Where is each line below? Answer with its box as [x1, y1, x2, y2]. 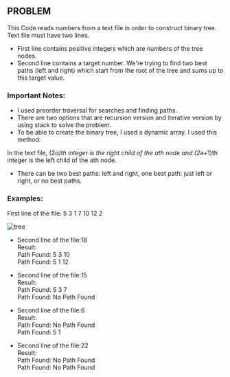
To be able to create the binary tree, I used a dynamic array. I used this [16, 128, 218, 137]
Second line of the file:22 [16, 341, 89, 350]
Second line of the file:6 [16, 306, 85, 315]
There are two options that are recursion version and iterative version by [16, 113, 222, 122]
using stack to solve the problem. [16, 121, 112, 129]
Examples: [7, 194, 43, 203]
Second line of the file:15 [16, 271, 87, 279]
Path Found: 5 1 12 [16, 258, 69, 266]
